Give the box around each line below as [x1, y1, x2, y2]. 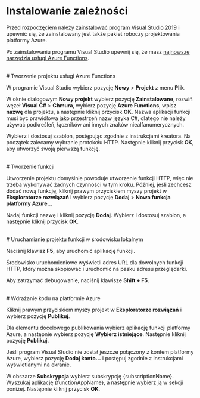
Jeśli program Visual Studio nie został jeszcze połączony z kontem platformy [6, 348, 194, 356]
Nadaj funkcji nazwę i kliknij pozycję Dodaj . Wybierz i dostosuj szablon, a [6, 211, 186, 218]
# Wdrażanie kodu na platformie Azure [6, 294, 101, 302]
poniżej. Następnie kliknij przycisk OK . [6, 385, 101, 392]
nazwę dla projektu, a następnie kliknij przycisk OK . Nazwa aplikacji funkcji [6, 108, 191, 115]
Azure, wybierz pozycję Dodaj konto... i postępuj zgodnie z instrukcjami [6, 354, 183, 362]
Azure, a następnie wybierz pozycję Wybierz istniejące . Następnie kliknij [6, 330, 186, 338]
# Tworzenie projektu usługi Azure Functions [6, 72, 116, 79]
